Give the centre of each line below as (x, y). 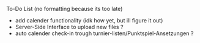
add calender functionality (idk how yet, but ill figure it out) (89, 20)
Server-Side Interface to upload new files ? (69, 27)
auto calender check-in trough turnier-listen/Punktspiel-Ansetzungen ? (104, 33)
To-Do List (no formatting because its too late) (65, 9)
